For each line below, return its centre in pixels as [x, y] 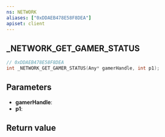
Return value [31, 128]
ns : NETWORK [21, 12]
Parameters [29, 88]
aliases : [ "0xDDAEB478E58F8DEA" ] [49, 18]
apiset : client [26, 23]
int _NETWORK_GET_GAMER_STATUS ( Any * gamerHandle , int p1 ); [83, 68]
